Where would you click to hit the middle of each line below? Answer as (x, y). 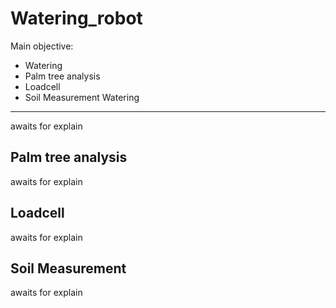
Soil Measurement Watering (82, 97)
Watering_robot (76, 18)
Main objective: (42, 46)
